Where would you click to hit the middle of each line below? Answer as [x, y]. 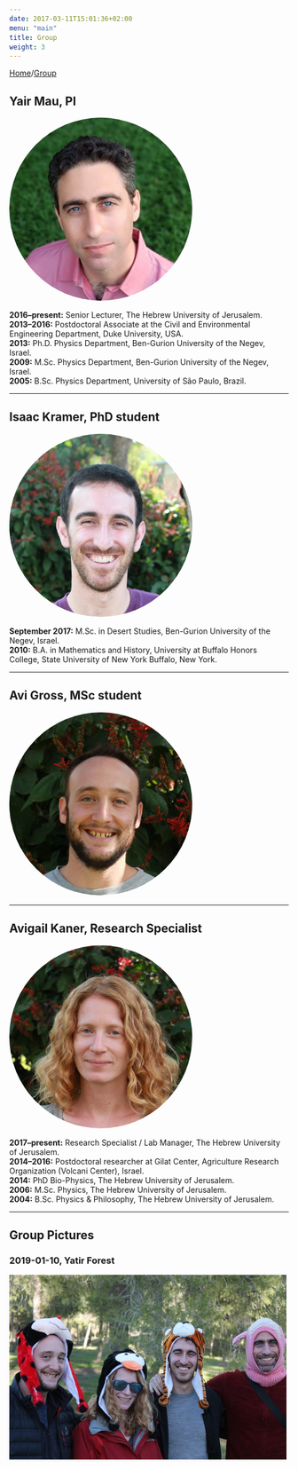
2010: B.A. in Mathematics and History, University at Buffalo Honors [133, 650]
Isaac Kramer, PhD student [85, 417]
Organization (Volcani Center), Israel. [77, 1171]
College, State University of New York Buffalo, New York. [113, 659]
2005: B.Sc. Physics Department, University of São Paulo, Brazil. [128, 381]
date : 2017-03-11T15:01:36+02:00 [71, 19]
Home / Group [33, 73]
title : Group [33, 37]
